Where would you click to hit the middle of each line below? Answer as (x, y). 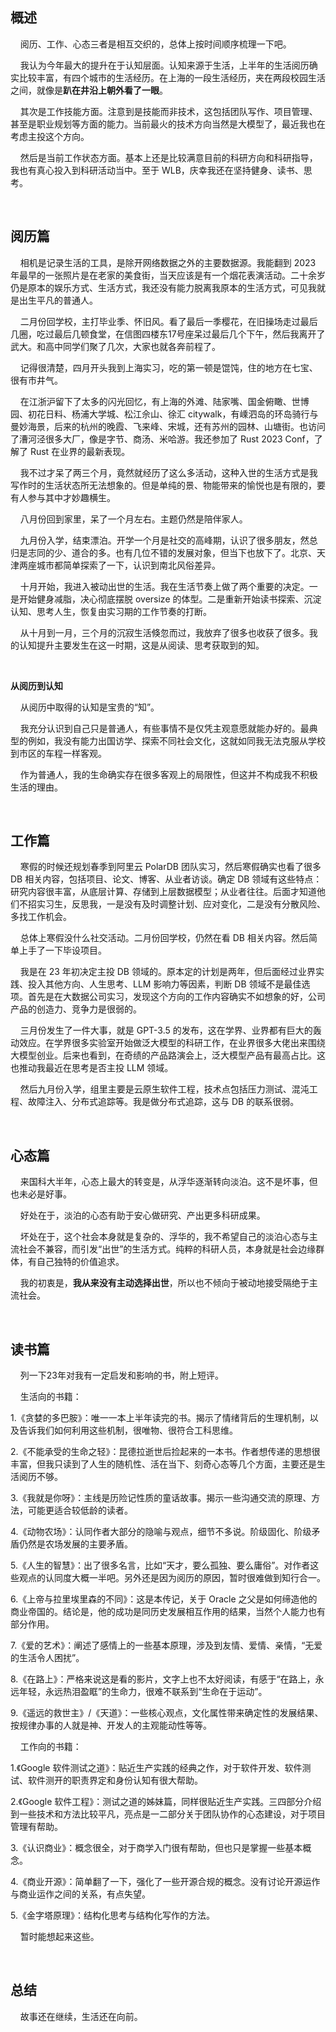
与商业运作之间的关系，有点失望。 (80, 1894)
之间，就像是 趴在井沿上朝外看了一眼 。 (89, 90)
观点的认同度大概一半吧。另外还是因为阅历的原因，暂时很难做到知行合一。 (172, 1578)
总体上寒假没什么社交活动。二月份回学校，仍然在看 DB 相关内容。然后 (164, 938)
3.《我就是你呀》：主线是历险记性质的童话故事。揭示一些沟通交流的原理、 (161, 1498)
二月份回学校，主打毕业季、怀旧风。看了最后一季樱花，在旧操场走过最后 (168, 321)
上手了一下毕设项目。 (62, 950)
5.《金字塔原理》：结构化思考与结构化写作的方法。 (112, 1915)
